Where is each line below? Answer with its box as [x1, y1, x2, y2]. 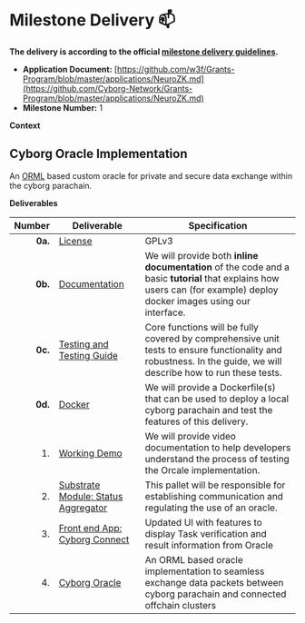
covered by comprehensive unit [144, 331, 280, 344]
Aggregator [58, 501, 108, 514]
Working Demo [58, 447, 123, 460]
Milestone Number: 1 [22, 102, 103, 113]
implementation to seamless [144, 565, 265, 578]
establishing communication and [144, 489, 284, 502]
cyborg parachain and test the [144, 403, 273, 416]
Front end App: [58, 521, 123, 534]
